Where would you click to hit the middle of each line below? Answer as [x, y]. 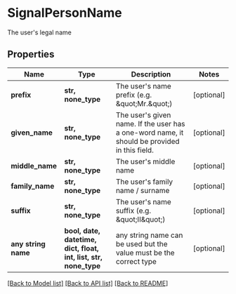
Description [151, 74]
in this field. [135, 150]
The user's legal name [39, 32]
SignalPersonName [65, 13]
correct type [136, 261]
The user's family [144, 182]
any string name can [149, 235]
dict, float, [82, 248]
